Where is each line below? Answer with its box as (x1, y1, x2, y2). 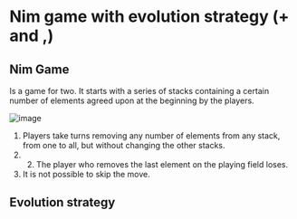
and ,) (9, 25, 54, 46)
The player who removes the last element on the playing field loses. (35, 159, 289, 169)
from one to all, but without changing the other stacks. (22, 140, 225, 150)
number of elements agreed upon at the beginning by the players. (9, 95, 255, 106)
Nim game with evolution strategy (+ (9, 6, 290, 27)
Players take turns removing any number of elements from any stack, (22, 130, 281, 141)
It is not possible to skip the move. (22, 169, 151, 179)
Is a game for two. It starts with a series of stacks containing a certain (9, 86, 270, 96)
